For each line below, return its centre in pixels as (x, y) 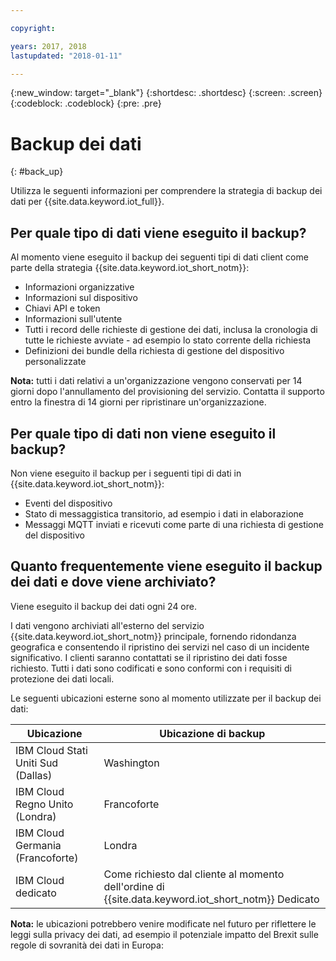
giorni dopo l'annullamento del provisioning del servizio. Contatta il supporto (167, 392)
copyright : (33, 28)
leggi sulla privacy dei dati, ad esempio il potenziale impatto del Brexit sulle (164, 934)
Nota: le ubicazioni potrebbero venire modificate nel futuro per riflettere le (163, 923)
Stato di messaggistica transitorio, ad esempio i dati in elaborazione (164, 513)
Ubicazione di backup (212, 733)
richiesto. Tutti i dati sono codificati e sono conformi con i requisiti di (151, 668)
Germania (38, 845)
